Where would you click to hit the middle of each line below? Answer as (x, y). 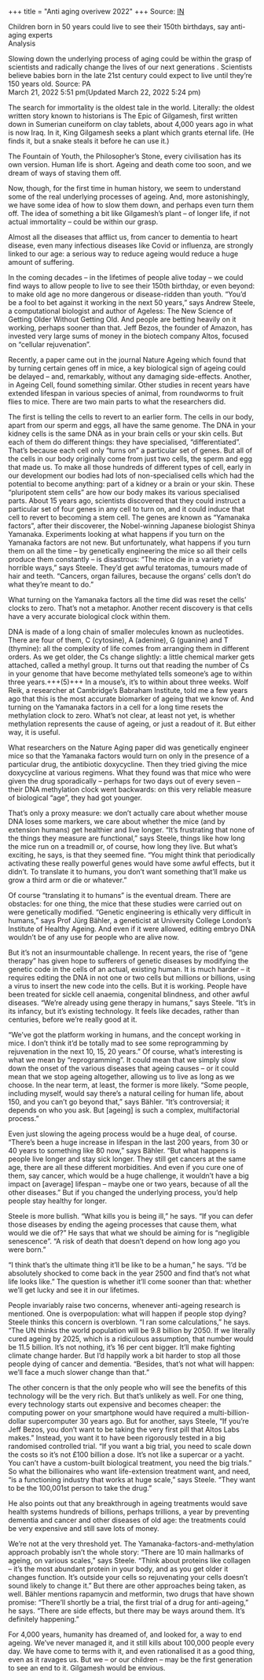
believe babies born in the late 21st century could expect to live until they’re (130, 75)
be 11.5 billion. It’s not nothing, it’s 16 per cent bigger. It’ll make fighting (122, 1347)
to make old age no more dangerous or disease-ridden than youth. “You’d (127, 294)
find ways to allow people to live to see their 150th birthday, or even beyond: (132, 286)
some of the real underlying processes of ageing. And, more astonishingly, (129, 197)
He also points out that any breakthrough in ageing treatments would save (128, 1503)
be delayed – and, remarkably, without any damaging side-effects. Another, (130, 376)
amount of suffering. (41, 262)
